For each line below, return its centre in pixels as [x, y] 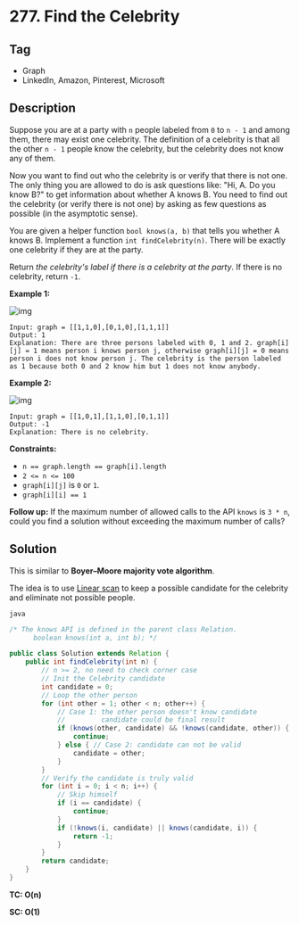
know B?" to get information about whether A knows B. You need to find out [149, 194]
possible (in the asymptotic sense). [74, 213]
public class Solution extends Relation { [89, 654]
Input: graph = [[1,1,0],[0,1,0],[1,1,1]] [89, 327]
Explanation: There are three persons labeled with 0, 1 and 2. [131, 343]
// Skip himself [87, 795]
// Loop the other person [90, 695]
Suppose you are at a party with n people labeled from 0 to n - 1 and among [149, 129]
